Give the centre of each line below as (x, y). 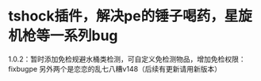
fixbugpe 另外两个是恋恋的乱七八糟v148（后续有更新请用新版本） (115, 68)
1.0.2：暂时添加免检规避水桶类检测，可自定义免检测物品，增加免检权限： (127, 59)
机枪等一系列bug (63, 36)
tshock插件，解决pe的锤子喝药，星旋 (130, 16)
